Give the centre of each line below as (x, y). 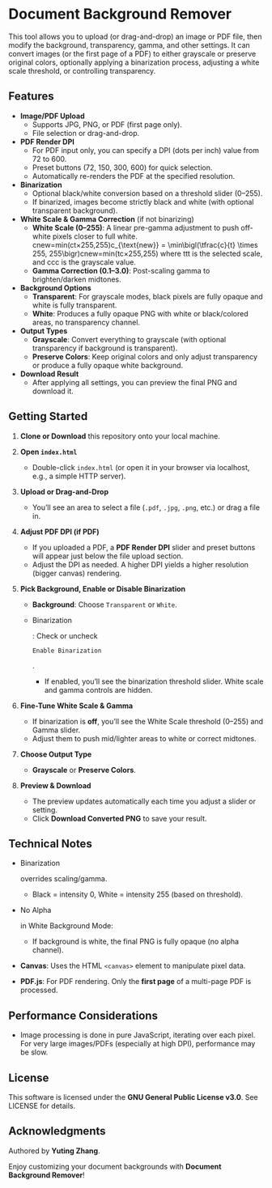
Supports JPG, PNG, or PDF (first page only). (107, 124)
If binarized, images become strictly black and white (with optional (143, 202)
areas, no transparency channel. (86, 322)
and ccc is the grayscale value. (84, 262)
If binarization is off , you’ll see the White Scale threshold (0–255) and (148, 721)
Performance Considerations (83, 1015)
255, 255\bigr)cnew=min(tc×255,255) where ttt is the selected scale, (147, 253)
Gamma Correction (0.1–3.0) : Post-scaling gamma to (121, 270)
